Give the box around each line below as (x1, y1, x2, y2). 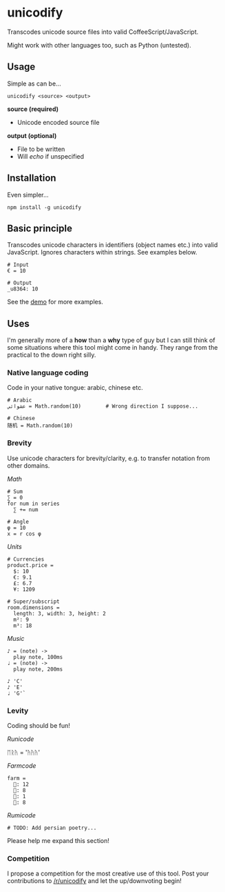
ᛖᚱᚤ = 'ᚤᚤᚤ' (7, 749, 40, 757)
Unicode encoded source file (17, 118, 100, 126)
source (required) (7, 105, 59, 113)
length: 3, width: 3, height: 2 (13, 610, 107, 617)
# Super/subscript (7, 598, 60, 605)
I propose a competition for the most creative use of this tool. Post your (7, 869, 209, 878)
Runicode (7, 735, 34, 743)
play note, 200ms (13, 666, 63, 673)
